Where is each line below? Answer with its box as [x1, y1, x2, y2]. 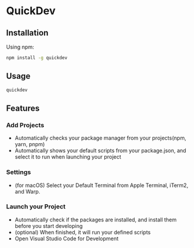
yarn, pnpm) [14, 141, 45, 148]
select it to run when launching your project [14, 153, 122, 160]
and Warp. [14, 188, 40, 195]
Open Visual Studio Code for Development [14, 235, 119, 242]
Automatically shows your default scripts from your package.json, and [14, 147, 187, 154]
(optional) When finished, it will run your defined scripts [14, 228, 151, 236]
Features [6, 103, 40, 113]
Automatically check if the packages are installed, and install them [14, 216, 177, 223]
